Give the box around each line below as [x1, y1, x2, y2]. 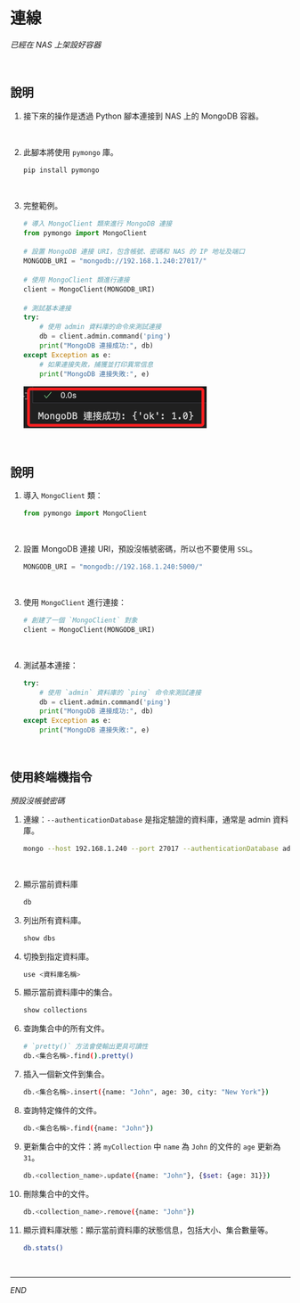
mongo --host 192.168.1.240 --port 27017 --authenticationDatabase [22, 844, 279, 853]
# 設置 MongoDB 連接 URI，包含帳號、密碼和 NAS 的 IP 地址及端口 [22, 247, 246, 257]
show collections [22, 1006, 88, 1015]
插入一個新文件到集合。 [22, 1069, 109, 1079]
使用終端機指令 [10, 770, 93, 785]
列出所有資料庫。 [22, 914, 86, 925]
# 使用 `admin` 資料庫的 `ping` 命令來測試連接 [39, 688, 202, 697]
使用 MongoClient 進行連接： [22, 597, 127, 608]
